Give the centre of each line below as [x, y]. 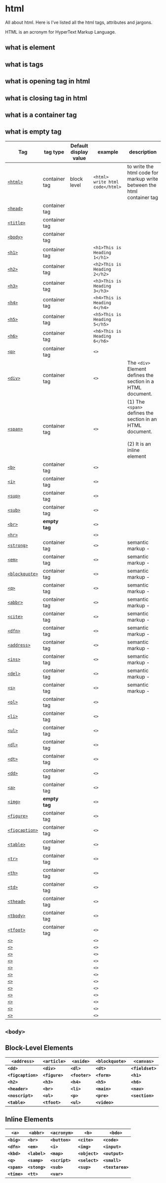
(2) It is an [139, 444]
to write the [141, 166]
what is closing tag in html [46, 98]
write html [106, 182]
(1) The [136, 402]
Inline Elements [29, 1119]
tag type [54, 152]
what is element [30, 48]
